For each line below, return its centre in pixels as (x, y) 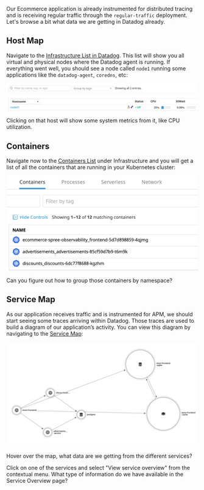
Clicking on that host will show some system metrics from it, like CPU (93, 120)
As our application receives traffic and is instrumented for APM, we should (100, 314)
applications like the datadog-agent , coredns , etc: (67, 75)
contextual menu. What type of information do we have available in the (95, 474)
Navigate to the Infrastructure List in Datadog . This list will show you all (95, 55)
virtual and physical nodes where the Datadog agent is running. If (88, 62)
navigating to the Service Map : (45, 333)
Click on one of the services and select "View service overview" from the (98, 468)
